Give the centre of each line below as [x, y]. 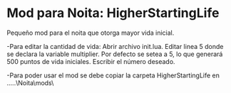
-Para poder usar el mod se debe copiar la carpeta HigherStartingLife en [113, 75]
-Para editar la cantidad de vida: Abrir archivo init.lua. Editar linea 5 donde [115, 46]
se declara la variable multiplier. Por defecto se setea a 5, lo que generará [115, 54]
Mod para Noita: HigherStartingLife [113, 13]
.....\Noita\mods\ [30, 82]
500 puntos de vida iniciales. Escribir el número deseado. [91, 61]
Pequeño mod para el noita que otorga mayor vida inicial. [91, 33]
